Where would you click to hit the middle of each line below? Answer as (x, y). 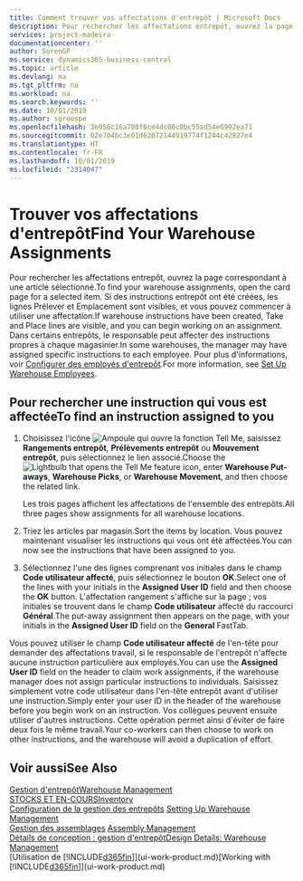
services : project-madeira (60, 34)
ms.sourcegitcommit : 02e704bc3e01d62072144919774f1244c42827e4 (131, 136)
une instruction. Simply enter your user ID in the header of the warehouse (145, 701)
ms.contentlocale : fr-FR (56, 152)
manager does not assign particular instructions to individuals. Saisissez (144, 682)
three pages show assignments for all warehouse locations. (133, 513)
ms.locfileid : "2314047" (56, 169)
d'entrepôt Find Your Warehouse (133, 233)
